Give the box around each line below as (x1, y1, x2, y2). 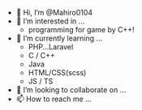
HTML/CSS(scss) (28, 68, 87, 77)
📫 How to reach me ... (15, 94, 92, 104)
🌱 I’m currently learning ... (15, 33, 103, 43)
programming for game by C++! (28, 25, 136, 34)
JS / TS (28, 77, 54, 86)
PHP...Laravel (28, 42, 74, 52)
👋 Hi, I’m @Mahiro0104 (15, 8, 93, 17)
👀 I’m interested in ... (15, 16, 85, 26)
